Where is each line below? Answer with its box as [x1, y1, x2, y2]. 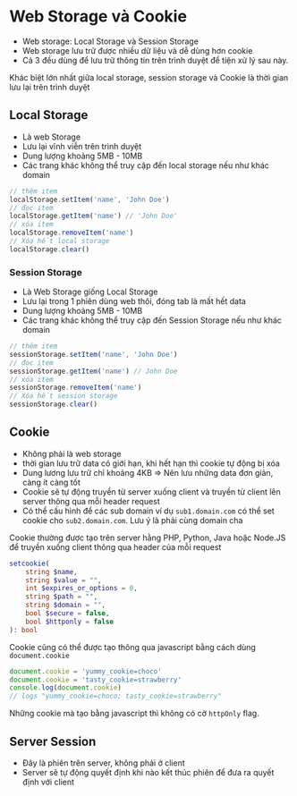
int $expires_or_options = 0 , [25, 584, 139, 593]
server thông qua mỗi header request [21, 495, 161, 506]
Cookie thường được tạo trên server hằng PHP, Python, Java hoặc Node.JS [9, 532, 286, 543]
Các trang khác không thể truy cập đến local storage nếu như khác [21, 159, 270, 171]
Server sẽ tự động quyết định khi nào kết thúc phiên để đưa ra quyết [21, 767, 275, 778]
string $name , [25, 567, 78, 576]
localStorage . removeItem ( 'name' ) [9, 228, 134, 238]
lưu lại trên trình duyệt [9, 81, 90, 92]
